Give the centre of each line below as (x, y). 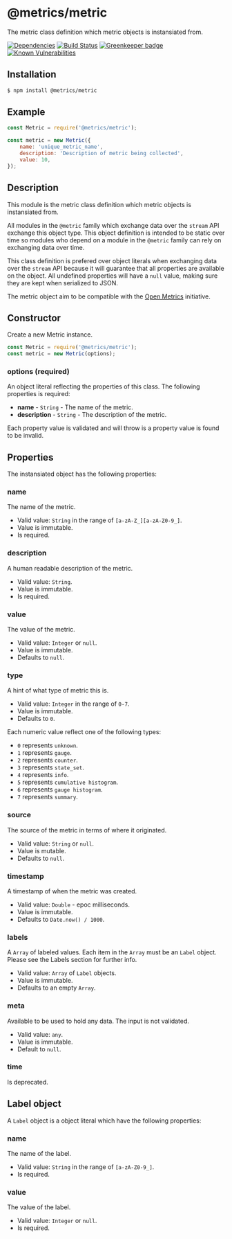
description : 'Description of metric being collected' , (102, 154)
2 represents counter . (47, 760)
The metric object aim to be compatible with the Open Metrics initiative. (109, 296)
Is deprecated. (28, 1082)
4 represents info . (43, 775)
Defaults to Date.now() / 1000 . (61, 919)
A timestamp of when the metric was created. (72, 891)
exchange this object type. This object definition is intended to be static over (116, 233)
